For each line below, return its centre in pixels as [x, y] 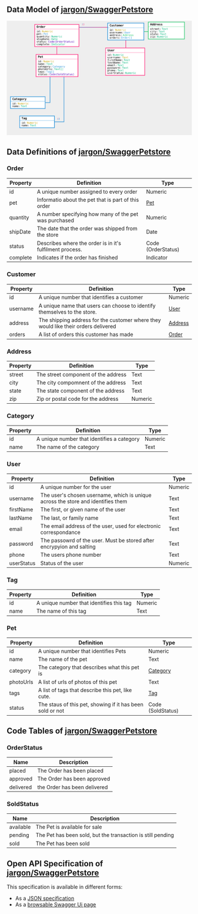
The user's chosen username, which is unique [96, 495]
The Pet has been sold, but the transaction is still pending [105, 835]
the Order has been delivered [73, 787]
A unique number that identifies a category [88, 439]
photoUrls [21, 682]
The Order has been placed [71, 771]
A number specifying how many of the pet [88, 214]
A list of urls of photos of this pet [77, 682]
